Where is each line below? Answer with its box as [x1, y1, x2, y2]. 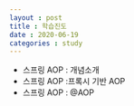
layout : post [9, 13, 63, 23]
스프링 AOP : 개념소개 [22, 64, 100, 75]
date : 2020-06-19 [9, 30, 79, 39]
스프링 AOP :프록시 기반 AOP [22, 76, 126, 87]
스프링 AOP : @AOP [22, 87, 95, 98]
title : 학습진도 [9, 22, 68, 31]
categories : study [9, 38, 83, 48]
